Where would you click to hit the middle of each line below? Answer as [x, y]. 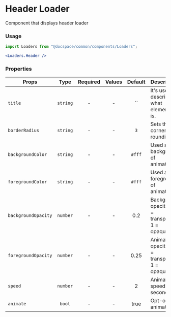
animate [17, 304]
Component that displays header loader [47, 23]
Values [114, 82]
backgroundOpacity [30, 216]
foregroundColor [27, 182]
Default [136, 82]
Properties [19, 69]
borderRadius [24, 131]
